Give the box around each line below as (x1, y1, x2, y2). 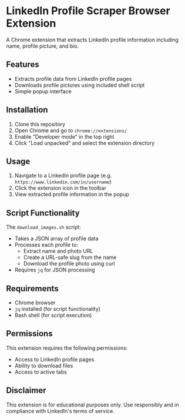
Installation (6, 105, 48, 115)
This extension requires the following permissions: (6, 344, 128, 352)
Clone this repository (14, 120, 66, 127)
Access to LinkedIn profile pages (14, 356, 95, 363)
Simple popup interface (14, 87, 72, 95)
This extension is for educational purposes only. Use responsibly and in (6, 401, 179, 408)
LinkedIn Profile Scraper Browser (6, 4, 170, 18)
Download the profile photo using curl (23, 260, 115, 267)
